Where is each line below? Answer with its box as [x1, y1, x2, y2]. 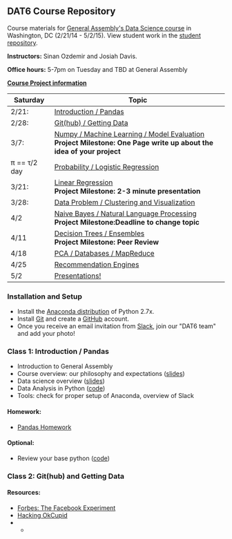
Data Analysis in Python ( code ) [17, 384, 106, 393]
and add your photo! [17, 330, 75, 338]
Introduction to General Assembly [17, 362, 113, 370]
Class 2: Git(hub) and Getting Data [7, 471, 124, 481]
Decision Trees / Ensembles [54, 228, 145, 238]
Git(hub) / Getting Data [54, 117, 128, 127]
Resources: [7, 489, 41, 497]
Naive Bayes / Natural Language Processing [54, 209, 197, 218]
